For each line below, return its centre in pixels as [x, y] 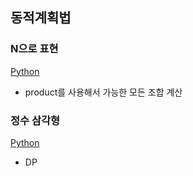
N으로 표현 [34, 49]
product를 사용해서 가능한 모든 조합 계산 [103, 92]
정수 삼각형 [35, 120]
